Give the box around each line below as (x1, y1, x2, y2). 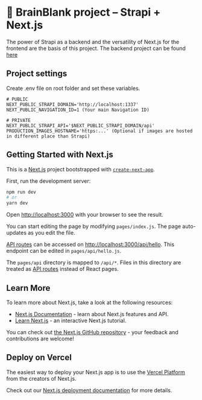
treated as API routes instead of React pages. (6, 265, 119, 273)
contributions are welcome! (6, 335, 74, 342)
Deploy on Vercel (6, 352, 72, 363)
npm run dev (6, 189, 36, 195)
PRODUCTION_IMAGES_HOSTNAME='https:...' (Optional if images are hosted (6, 128, 193, 134)
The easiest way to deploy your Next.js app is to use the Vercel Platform (6, 368, 186, 376)
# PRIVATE (6, 117, 31, 123)
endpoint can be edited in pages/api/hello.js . (6, 247, 122, 255)
